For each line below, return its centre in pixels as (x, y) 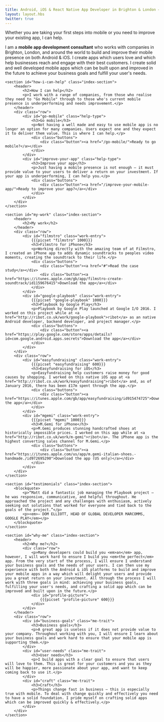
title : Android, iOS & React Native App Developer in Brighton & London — (83, 10)
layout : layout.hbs (25, 14)
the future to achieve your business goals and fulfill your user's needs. (76, 73)
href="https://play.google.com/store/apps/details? (59, 335)
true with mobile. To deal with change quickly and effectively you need (82, 694)
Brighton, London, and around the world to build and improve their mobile (79, 52)
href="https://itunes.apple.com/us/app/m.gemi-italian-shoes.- (71, 454)
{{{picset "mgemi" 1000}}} (59, 420)
